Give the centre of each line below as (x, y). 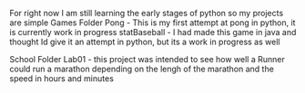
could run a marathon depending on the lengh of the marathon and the (142, 69)
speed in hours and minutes (61, 79)
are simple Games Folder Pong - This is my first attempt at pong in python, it (152, 23)
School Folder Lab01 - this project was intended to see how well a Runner (147, 59)
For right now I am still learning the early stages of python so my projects (147, 13)
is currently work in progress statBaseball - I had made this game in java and (153, 32)
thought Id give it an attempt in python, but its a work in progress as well (145, 42)
